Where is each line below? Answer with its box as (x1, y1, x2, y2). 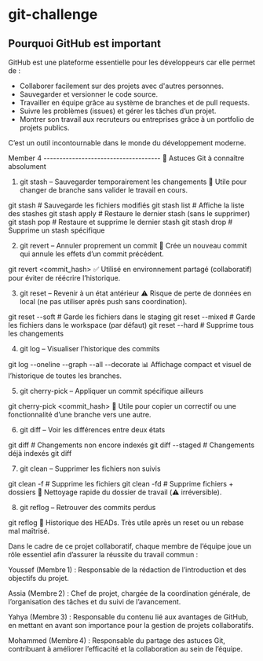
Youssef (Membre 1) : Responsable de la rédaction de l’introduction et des (8, 565, 247, 575)
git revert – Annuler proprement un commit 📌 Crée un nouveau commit (19, 241, 247, 250)
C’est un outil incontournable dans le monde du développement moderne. (8, 138, 247, 147)
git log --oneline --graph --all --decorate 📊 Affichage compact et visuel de (8, 360, 252, 369)
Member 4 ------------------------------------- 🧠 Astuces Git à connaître (8, 153, 245, 163)
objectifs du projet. (8, 574, 69, 582)
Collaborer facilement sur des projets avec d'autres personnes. (19, 81, 224, 90)
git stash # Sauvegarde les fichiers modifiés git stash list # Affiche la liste (8, 200, 245, 210)
